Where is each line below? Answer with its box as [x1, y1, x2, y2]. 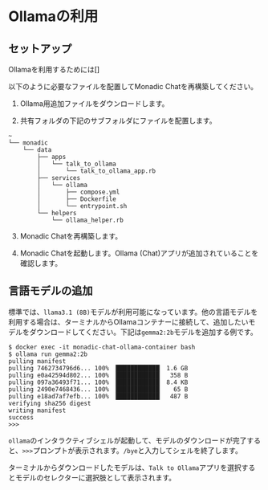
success [8, 413, 35, 422]
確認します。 [19, 259, 63, 267]
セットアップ [8, 42, 72, 55]
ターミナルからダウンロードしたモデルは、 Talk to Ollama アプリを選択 [8, 463, 242, 472]
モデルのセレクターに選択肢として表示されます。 [14, 472, 177, 482]
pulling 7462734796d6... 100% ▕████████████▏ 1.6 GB [8, 364, 189, 372]
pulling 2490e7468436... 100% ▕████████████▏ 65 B [8, 385, 189, 394]
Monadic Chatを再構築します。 [19, 231, 123, 241]
